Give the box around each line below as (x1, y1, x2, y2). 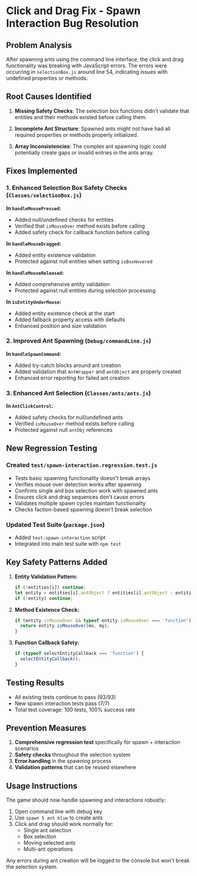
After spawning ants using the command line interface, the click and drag (6, 56, 184, 63)
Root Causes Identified (6, 91, 92, 101)
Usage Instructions (6, 780, 78, 791)
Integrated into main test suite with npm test (14, 540, 122, 547)
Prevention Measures (6, 723, 86, 733)
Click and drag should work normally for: (14, 821, 113, 828)
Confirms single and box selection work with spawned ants (14, 487, 158, 494)
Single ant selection (23, 827, 72, 834)
